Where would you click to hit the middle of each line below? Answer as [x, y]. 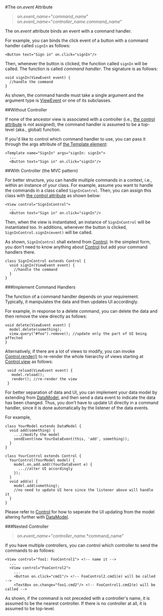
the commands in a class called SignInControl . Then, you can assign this [78, 190]
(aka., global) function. [38, 129]
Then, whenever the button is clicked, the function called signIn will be [76, 63]
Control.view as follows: [29, 362]
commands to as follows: [30, 550]
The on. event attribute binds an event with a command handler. [69, 31]
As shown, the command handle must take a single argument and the [74, 95]
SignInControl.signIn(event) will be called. [49, 232]
